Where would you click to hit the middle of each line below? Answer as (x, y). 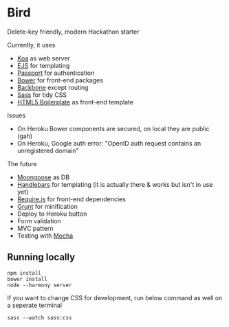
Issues (17, 115)
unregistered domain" (48, 150)
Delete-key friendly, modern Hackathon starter (73, 32)
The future (22, 163)
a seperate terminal (35, 305)
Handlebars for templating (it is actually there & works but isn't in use (115, 184)
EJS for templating (43, 65)
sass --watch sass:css (40, 317)
